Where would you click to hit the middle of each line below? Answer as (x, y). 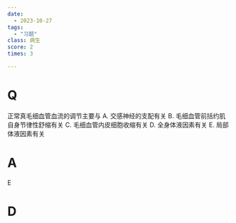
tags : (15, 27)
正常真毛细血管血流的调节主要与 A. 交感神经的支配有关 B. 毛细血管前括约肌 (117, 115)
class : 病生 (24, 41)
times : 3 (20, 54)
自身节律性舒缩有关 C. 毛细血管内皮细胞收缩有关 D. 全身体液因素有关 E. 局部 (118, 125)
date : (15, 14)
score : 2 (20, 47)
